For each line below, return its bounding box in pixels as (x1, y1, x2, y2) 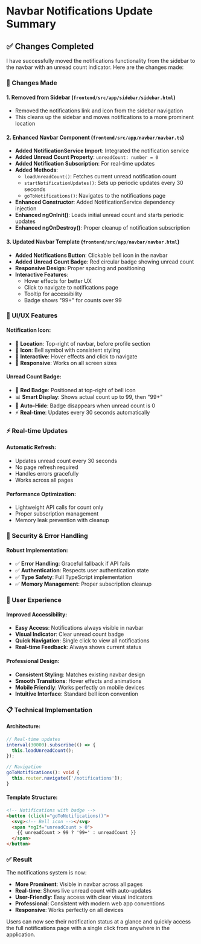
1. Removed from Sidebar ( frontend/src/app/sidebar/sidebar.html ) (6, 94, 176, 101)
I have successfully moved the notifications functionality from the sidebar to (6, 57, 196, 64)
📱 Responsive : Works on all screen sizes (14, 359, 117, 366)
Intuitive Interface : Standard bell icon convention (14, 690, 139, 697)
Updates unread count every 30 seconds (14, 457, 118, 464)
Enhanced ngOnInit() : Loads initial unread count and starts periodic (14, 212, 184, 219)
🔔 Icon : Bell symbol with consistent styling (14, 346, 121, 354)
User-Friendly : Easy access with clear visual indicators (14, 893, 153, 901)
